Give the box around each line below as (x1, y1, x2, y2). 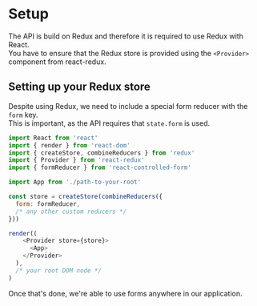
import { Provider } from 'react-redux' (8, 156, 146, 164)
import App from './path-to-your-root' (8, 178, 142, 187)
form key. (8, 110, 38, 119)
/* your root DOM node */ (15, 266, 102, 275)
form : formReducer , (15, 199, 81, 208)
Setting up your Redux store (8, 80, 151, 94)
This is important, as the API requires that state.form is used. (8, 118, 211, 128)
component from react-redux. (8, 57, 106, 66)
